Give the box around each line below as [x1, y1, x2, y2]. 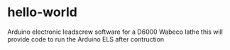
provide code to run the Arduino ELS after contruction [7, 35, 165, 43]
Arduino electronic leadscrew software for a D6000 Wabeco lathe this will [7, 27, 224, 36]
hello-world [7, 4, 78, 20]
